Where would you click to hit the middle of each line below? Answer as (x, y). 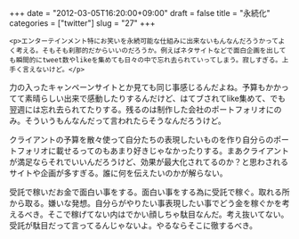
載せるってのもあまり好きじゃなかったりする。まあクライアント (172, 151)
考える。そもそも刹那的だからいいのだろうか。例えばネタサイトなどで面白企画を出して (151, 51)
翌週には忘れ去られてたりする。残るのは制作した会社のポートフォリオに (141, 109)
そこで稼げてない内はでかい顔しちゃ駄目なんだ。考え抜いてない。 (168, 214)
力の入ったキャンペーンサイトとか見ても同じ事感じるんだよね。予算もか (141, 87)
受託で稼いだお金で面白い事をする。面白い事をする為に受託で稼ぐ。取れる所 (149, 192)
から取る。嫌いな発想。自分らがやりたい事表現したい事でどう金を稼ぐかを (145, 203)
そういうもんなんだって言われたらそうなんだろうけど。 (125, 120)
